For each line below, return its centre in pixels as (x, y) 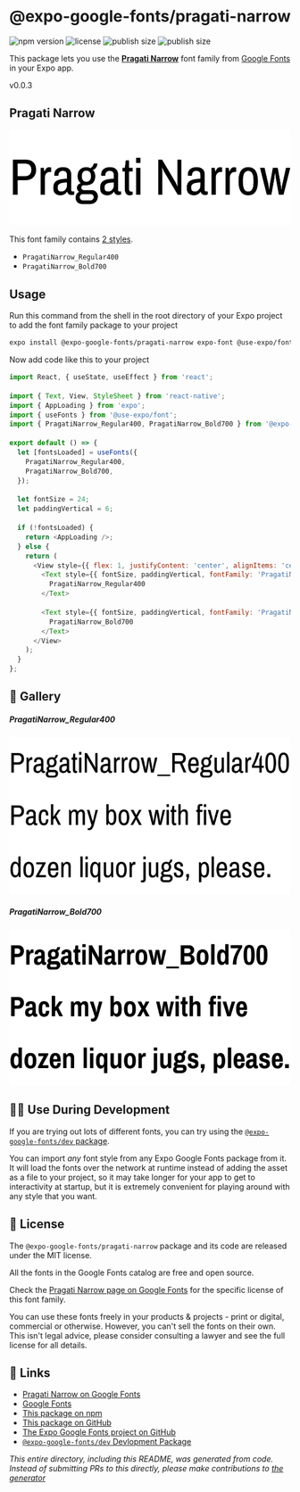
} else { (33, 546)
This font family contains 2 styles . (71, 239)
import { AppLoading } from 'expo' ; (77, 405)
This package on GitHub (67, 1423)
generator (28, 1478)
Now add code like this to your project (79, 360)
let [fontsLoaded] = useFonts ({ (78, 452)
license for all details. (48, 1345)
